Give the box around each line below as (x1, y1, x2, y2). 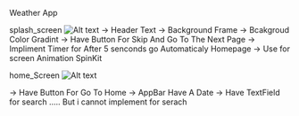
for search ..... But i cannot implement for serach (9, 97, 187, 107)
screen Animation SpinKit (9, 53, 103, 63)
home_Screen (9, 70, 61, 81)
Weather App (9, 8, 58, 18)
